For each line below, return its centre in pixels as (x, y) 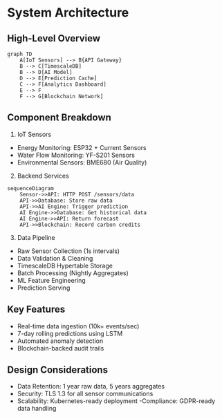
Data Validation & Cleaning (55, 258)
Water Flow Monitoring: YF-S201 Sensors (76, 155)
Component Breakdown (59, 118)
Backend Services (43, 176)
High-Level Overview (54, 38)
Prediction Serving (44, 288)
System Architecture (68, 13)
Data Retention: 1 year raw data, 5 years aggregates (91, 387)
